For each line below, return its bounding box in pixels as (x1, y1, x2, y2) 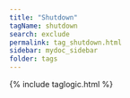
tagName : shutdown (9, 21, 78, 30)
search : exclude (9, 29, 70, 38)
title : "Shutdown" (9, 12, 78, 22)
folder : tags (9, 54, 58, 63)
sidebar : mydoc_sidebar (9, 46, 99, 55)
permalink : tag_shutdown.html (9, 37, 123, 47)
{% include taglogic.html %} (9, 79, 114, 89)
